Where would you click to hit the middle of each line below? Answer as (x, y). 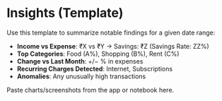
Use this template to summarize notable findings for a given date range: (111, 32)
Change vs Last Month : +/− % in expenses (80, 61)
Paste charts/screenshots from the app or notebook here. (90, 90)
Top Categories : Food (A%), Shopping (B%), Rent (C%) (98, 54)
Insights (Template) (65, 13)
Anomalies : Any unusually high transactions (81, 76)
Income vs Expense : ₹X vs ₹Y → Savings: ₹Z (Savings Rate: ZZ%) (113, 46)
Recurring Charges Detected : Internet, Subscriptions (95, 69)
